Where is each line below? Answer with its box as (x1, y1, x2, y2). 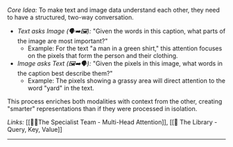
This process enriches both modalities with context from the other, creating (7, 97, 223, 106)
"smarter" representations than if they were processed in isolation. (7, 105, 198, 112)
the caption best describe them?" (17, 69, 113, 77)
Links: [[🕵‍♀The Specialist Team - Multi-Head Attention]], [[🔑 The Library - (7, 118, 218, 126)
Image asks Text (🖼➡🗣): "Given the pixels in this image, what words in (17, 59, 223, 68)
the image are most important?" (17, 37, 108, 45)
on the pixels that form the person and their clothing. (27, 52, 178, 59)
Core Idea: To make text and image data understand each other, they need (7, 6, 221, 14)
